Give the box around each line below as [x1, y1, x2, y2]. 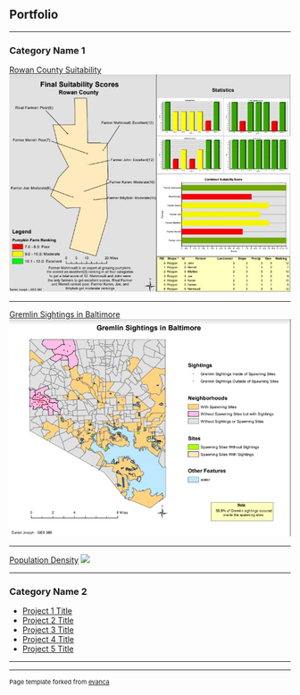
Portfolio [9, 7, 59, 22]
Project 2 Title [21, 615, 74, 626]
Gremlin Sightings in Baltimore [9, 308, 121, 320]
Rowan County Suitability [9, 64, 102, 75]
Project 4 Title [21, 634, 74, 645]
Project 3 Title [21, 624, 74, 635]
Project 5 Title [21, 643, 74, 655]
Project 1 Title [21, 606, 73, 616]
